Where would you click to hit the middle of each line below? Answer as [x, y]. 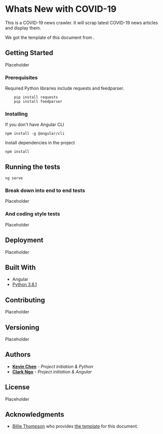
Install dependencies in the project [40, 143]
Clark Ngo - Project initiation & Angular [52, 372]
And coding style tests [33, 214]
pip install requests [36, 97]
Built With [20, 267]
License [17, 387]
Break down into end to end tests [45, 190]
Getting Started [29, 53]
